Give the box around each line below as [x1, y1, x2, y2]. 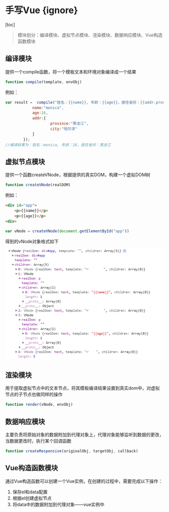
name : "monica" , [32, 105, 64, 110]
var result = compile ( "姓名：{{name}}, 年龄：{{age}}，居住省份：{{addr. [5, 100, 156, 105]
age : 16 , [32, 110, 49, 116]
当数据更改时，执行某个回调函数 [5, 437, 71, 444]
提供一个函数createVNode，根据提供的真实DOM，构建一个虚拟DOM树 [5, 172, 151, 178]
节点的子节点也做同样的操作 [5, 391, 63, 398]
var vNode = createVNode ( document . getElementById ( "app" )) [5, 229, 129, 234]
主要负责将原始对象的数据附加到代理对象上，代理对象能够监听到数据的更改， [5, 431, 164, 437]
